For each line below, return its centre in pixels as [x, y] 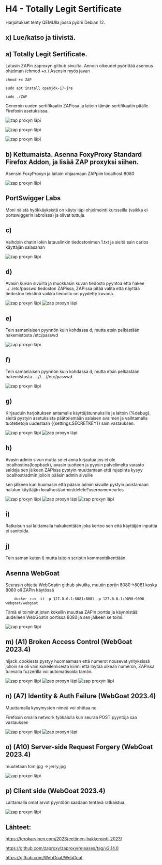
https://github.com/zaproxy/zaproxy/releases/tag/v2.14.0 [62, 848]
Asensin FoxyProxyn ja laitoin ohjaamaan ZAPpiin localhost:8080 [70, 174]
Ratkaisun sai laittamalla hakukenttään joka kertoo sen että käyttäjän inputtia [81, 526]
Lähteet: [18, 827]
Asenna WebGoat [33, 573]
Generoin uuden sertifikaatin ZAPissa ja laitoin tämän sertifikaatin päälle [77, 106]
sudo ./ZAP [16, 97]
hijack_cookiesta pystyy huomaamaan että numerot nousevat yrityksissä [78, 661]
